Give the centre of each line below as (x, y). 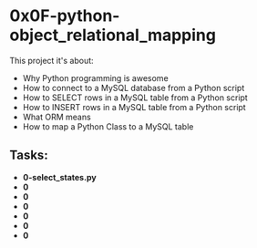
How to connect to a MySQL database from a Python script (134, 88)
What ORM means (57, 117)
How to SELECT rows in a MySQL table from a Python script (135, 98)
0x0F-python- (65, 16)
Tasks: (29, 155)
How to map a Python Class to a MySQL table (108, 126)
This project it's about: (51, 60)
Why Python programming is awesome (95, 77)
